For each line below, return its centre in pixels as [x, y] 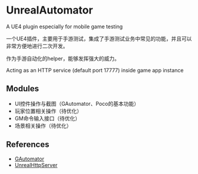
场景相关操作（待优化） [43, 126]
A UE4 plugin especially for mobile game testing [65, 26]
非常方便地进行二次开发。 [37, 46]
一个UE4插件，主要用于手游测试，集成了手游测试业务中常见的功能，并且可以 [99, 38]
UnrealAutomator [49, 10]
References [28, 145]
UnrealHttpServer [36, 165]
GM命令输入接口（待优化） [47, 118]
